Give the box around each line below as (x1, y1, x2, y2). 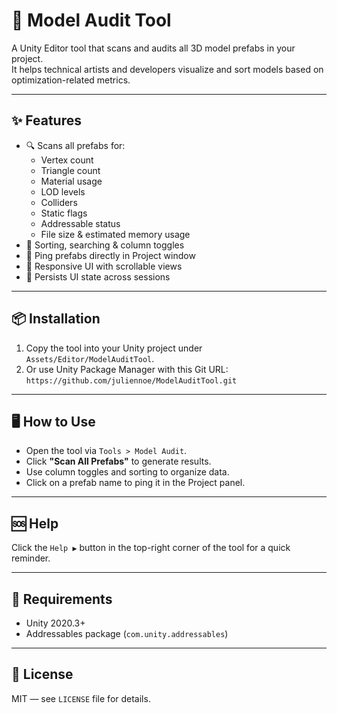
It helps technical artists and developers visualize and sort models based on (11, 63, 324, 75)
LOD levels (40, 185, 86, 198)
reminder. (11, 552, 51, 564)
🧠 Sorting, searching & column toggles (25, 239, 185, 251)
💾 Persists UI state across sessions (25, 270, 171, 283)
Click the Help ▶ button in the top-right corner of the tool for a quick (11, 542, 291, 554)
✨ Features (11, 112, 82, 129)
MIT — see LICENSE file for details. (11, 692, 151, 704)
